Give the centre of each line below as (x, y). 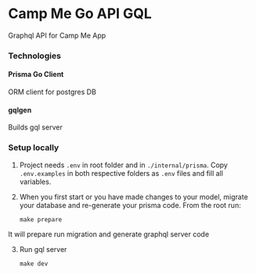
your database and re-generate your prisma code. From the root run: (130, 205)
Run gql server (43, 249)
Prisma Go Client (36, 75)
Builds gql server (35, 127)
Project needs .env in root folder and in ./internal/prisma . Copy (124, 165)
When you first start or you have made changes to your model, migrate (133, 196)
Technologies (34, 56)
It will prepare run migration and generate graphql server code (109, 234)
